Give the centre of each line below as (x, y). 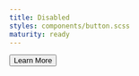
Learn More (33, 60)
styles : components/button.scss (69, 26)
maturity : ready (39, 34)
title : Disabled (39, 17)
